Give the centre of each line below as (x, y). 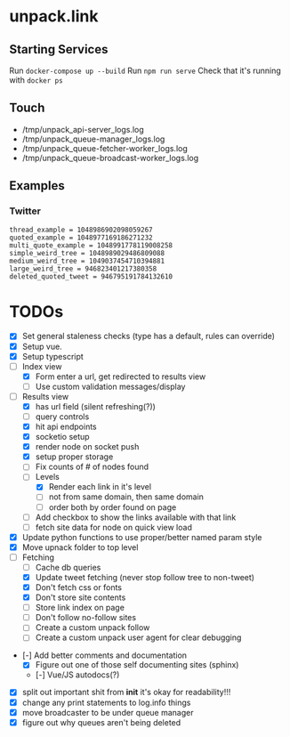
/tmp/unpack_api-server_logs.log (83, 129)
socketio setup (63, 437)
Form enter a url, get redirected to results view (121, 377)
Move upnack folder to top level (80, 547)
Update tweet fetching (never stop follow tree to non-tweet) (145, 577)
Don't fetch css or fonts (79, 587)
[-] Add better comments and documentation (105, 655)
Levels (47, 477)
